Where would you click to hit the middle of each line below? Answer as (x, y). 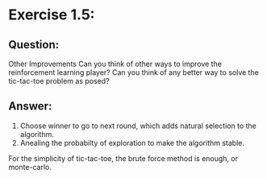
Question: (34, 45)
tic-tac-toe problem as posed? (59, 81)
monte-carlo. (30, 167)
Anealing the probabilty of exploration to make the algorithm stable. (132, 143)
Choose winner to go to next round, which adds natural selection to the (138, 126)
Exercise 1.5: (52, 15)
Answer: (30, 106)
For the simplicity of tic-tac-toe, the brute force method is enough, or (123, 158)
